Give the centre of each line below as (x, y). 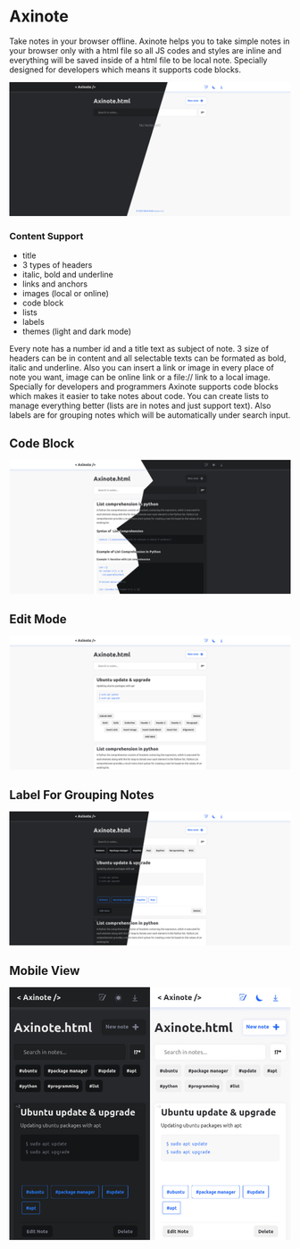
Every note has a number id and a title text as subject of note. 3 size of (139, 349)
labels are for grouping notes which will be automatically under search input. (150, 415)
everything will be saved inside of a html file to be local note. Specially (138, 60)
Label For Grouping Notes (82, 795)
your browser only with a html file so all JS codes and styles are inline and (146, 50)
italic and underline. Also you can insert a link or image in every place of (142, 368)
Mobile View (45, 970)
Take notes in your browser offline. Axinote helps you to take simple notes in (150, 41)
